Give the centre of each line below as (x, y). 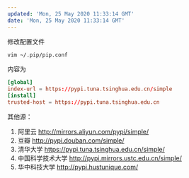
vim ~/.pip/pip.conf (38, 55)
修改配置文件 (26, 41)
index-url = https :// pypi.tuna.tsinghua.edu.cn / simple (90, 89)
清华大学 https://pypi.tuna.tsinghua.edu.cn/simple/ (91, 149)
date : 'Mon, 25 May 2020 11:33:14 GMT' (66, 20)
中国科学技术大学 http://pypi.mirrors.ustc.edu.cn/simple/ (100, 158)
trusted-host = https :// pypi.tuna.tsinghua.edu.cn (84, 102)
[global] (20, 83)
